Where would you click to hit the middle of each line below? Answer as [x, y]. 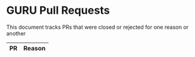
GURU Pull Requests [58, 10]
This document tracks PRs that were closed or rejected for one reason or [97, 27]
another [16, 33]
